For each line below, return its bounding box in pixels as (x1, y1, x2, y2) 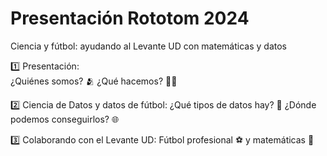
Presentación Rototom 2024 (10, 7, 250, 30)
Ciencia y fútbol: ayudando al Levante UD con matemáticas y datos (10, 40, 287, 52)
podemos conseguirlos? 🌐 (10, 113, 120, 125)
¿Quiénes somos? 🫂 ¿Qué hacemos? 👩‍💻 (10, 75, 178, 87)
